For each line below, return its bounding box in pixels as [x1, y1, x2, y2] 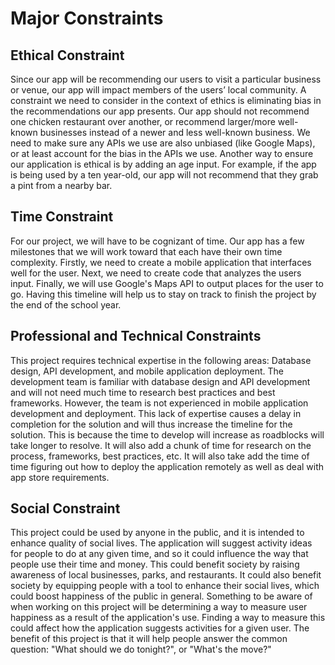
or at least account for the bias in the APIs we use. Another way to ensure [10, 148, 314, 159]
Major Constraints [10, 7, 164, 30]
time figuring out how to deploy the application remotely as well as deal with [10, 460, 325, 472]
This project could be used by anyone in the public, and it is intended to [10, 527, 305, 539]
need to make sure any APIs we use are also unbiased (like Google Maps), [10, 137, 316, 149]
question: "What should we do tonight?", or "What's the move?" [10, 643, 272, 656]
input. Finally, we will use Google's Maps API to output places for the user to [10, 277, 324, 289]
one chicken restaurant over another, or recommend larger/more [10, 116, 276, 127]
